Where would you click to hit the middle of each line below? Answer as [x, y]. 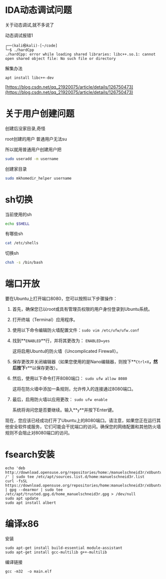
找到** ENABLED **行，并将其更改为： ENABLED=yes [61, 341]
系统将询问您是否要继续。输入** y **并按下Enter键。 [64, 410]
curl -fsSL [16, 481]
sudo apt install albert [31, 503]
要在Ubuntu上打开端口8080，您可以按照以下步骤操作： [61, 299]
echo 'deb [15, 468]
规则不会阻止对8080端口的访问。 [39, 433]
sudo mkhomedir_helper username [38, 178]
